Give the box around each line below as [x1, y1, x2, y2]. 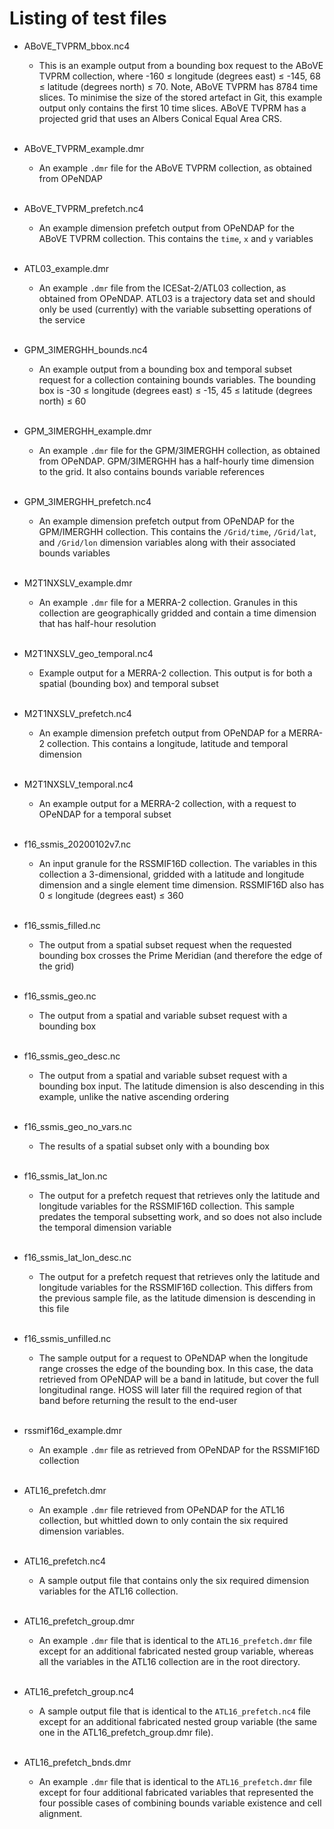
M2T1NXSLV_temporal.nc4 [23, 778, 134, 790]
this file [38, 1302, 70, 1314]
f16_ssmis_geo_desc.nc [23, 1050, 121, 1062]
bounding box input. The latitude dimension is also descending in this [38, 1080, 325, 1092]
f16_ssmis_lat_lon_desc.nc [23, 1251, 132, 1263]
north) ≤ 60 [38, 395, 87, 407]
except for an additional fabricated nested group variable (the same [38, 1715, 317, 1727]
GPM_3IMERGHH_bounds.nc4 [23, 343, 148, 356]
